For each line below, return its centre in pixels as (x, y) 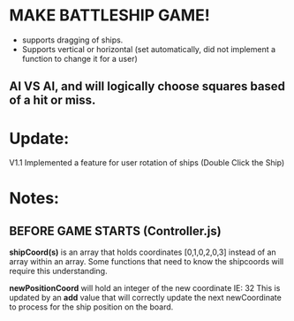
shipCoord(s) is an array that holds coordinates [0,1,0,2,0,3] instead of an (143, 252)
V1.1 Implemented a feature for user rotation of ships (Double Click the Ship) (147, 163)
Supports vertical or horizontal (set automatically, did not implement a (149, 49)
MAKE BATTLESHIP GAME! (109, 15)
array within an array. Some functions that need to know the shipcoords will (147, 262)
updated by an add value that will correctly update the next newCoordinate (146, 298)
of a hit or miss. (53, 100)
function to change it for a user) (80, 58)
